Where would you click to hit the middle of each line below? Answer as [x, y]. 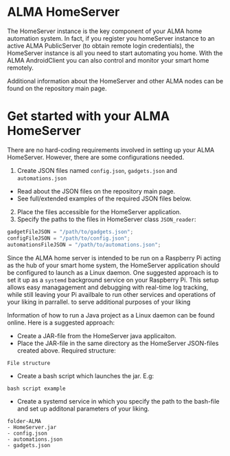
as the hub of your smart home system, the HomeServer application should [113, 265]
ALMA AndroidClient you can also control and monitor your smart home [108, 60]
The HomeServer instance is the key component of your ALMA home [105, 31]
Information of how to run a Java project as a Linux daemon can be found [111, 315]
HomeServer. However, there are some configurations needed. [96, 157]
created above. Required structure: [66, 350]
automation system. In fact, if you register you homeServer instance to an [111, 38]
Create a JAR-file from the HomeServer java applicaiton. [97, 335]
